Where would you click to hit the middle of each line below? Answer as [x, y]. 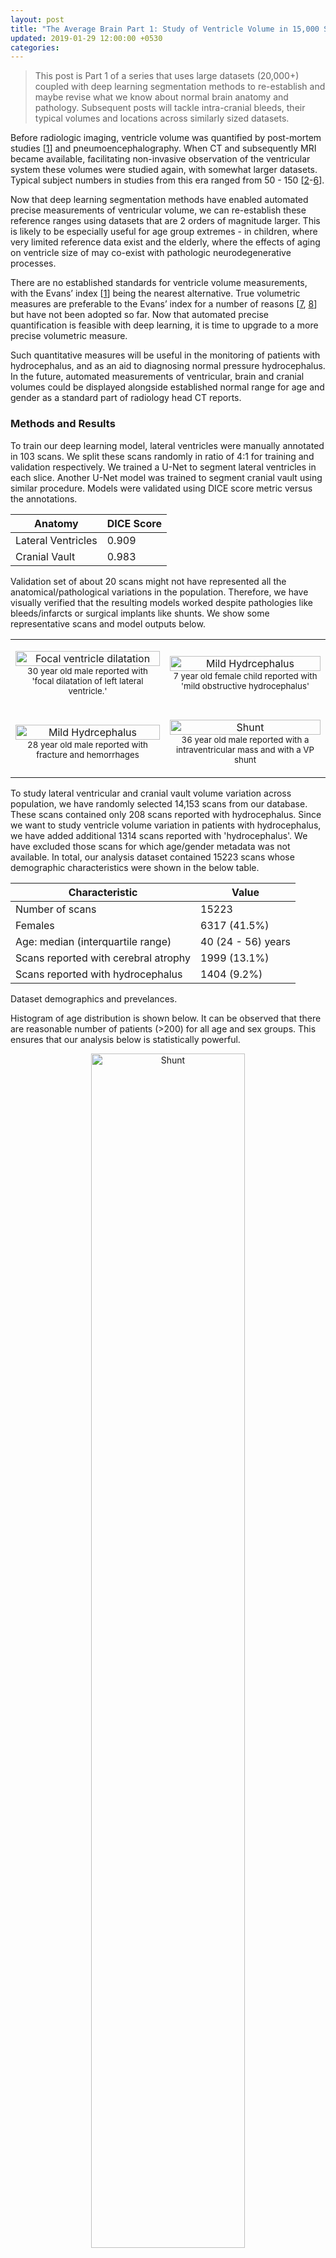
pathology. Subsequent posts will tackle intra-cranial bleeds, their [170, 108]
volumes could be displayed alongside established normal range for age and [167, 387]
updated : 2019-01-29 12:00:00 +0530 [86, 38]
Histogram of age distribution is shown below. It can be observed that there [166, 1018]
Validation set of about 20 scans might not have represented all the [148, 581]
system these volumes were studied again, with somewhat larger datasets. [164, 170]
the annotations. [44, 498]
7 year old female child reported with [245, 675]
